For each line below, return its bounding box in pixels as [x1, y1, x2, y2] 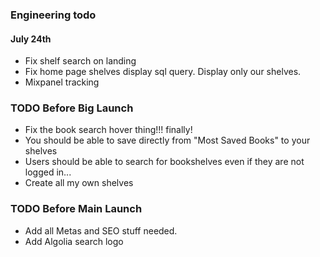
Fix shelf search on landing [24, 55, 137, 67]
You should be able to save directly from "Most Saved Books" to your [24, 134, 311, 147]
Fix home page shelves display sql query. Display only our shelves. [24, 66, 302, 78]
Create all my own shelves [24, 177, 134, 189]
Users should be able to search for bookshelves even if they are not [24, 156, 305, 168]
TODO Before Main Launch [10, 202, 143, 216]
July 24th [10, 33, 52, 45]
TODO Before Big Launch [10, 101, 134, 115]
